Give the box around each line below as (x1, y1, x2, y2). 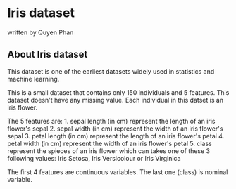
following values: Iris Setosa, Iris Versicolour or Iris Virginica (7, 154, 181, 162)
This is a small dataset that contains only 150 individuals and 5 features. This (7, 88, 230, 96)
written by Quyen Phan (7, 28, 74, 37)
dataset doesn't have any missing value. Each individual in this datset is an (7, 96, 224, 104)
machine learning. (7, 74, 60, 83)
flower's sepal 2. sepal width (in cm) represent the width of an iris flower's (7, 124, 223, 133)
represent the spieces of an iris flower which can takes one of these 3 (7, 146, 211, 155)
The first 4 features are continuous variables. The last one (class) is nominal (7, 167, 228, 176)
